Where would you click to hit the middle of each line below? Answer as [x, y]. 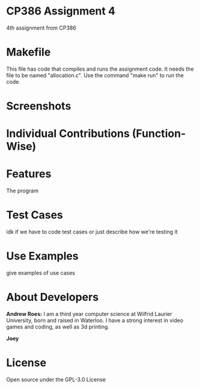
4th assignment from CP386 [41, 28]
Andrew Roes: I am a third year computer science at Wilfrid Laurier [89, 314]
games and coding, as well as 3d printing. [58, 327]
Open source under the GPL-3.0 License [56, 379]
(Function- [159, 134]
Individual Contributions [68, 134]
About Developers [53, 297]
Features [29, 174]
